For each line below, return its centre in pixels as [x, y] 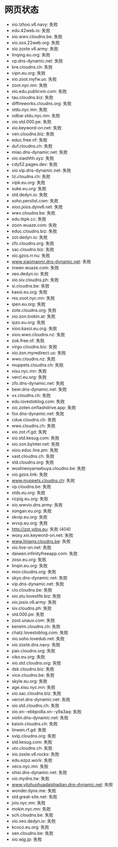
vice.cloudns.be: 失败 [33, 675]
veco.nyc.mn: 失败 [30, 766]
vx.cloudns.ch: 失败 [31, 395]
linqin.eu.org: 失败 [30, 565]
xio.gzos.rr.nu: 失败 [31, 255]
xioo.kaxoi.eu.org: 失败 [34, 328]
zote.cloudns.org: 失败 [34, 310]
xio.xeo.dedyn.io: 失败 [34, 821]
